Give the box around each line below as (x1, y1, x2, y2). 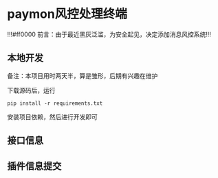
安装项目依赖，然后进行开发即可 (7, 112, 98, 120)
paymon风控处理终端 (7, 6, 127, 22)
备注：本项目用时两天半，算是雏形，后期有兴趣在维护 (7, 71, 158, 79)
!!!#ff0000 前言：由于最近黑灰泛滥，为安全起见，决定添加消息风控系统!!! (7, 30, 212, 38)
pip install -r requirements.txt (7, 100, 103, 107)
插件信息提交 (7, 160, 62, 172)
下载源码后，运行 (7, 86, 56, 94)
